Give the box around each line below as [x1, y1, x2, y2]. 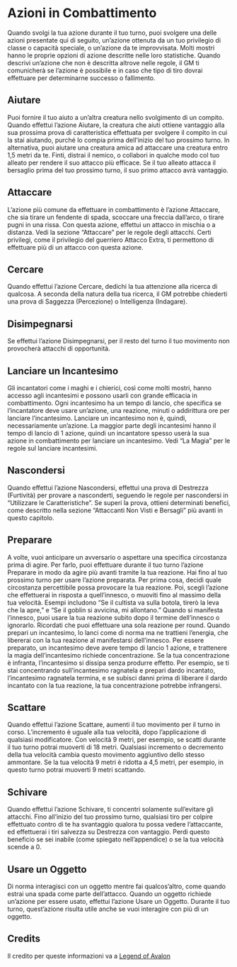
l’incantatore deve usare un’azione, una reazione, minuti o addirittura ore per [7, 407, 230, 414]
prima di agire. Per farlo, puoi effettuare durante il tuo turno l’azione [7, 560, 204, 569]
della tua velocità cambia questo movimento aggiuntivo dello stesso [7, 751, 205, 759]
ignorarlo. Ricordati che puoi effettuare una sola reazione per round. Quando [7, 621, 231, 629]
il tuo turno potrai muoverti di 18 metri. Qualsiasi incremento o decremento [7, 743, 224, 751]
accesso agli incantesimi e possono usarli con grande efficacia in [7, 392, 198, 399]
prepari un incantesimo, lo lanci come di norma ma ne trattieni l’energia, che [7, 628, 229, 636]
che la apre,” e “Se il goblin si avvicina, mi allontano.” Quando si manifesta [7, 605, 223, 614]
